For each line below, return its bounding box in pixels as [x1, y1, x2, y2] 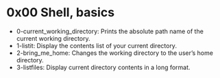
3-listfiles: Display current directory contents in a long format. [16, 63, 191, 71]
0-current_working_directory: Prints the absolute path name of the [16, 27, 204, 35]
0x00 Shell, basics [6, 5, 114, 20]
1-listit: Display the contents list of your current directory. [16, 41, 178, 50]
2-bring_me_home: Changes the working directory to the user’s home [16, 49, 214, 57]
